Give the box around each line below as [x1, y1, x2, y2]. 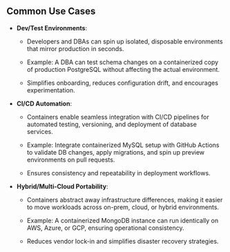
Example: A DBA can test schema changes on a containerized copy [26, 58, 219, 66]
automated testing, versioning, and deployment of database [26, 120, 198, 128]
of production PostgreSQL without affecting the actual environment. [26, 65, 220, 73]
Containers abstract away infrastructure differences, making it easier [26, 195, 223, 204]
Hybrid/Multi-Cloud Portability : [16, 182, 108, 191]
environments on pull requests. [26, 155, 115, 164]
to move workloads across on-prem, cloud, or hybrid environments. [26, 203, 219, 211]
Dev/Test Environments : [16, 23, 88, 32]
